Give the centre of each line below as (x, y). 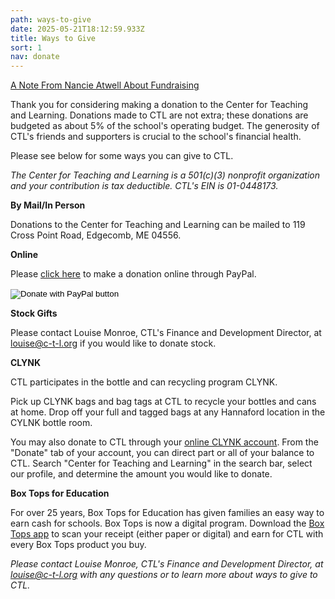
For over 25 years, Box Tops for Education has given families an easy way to (167, 513)
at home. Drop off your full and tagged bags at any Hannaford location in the (168, 412)
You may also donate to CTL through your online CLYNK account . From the (164, 442)
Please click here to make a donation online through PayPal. (133, 274)
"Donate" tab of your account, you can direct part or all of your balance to (162, 453)
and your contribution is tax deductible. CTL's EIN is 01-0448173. (144, 186)
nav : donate (35, 57)
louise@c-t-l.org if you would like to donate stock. (113, 343)
